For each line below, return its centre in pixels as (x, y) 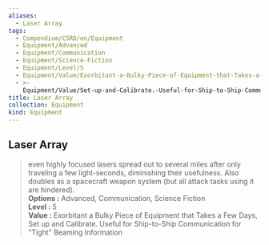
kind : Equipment (35, 113)
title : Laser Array (41, 98)
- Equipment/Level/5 (50, 68)
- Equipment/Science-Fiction (64, 61)
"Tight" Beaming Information (75, 232)
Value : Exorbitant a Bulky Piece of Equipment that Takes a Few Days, (143, 215)
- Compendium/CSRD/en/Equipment (70, 38)
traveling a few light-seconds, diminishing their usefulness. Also (133, 172)
